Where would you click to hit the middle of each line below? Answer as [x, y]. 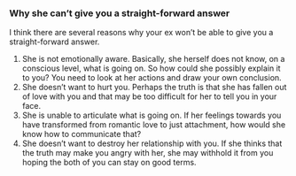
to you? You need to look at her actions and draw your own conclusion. [152, 78]
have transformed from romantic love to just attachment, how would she [154, 125]
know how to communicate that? [82, 134]
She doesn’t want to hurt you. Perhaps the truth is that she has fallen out [154, 88]
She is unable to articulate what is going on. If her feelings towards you [152, 115]
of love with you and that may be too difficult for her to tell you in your [149, 96]
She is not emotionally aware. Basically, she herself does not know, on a [153, 59]
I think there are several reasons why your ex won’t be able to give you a [141, 33]
